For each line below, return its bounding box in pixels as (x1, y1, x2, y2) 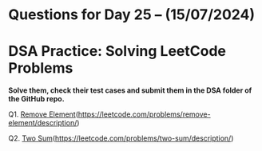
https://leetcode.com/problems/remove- (77, 109, 211, 119)
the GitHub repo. (8, 94, 65, 104)
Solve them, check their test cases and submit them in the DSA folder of (8, 85, 252, 95)
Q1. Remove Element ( (8, 109, 78, 119)
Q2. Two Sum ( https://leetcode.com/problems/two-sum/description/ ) (8, 133, 234, 143)
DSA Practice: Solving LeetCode (8, 42, 226, 61)
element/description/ (8, 118, 77, 128)
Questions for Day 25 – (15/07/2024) (8, 6, 256, 24)
